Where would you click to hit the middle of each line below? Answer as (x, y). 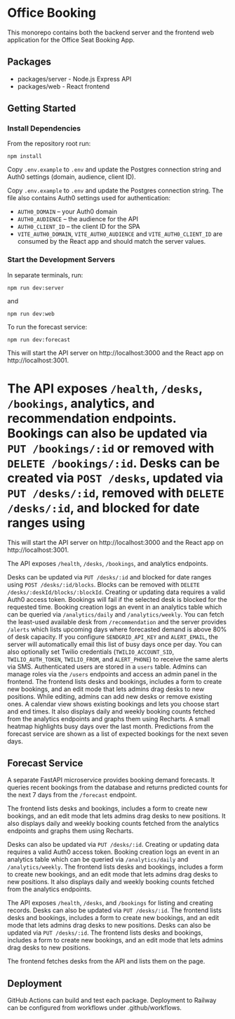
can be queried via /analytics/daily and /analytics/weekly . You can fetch (116, 614)
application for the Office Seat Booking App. (71, 39)
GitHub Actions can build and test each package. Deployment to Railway (112, 1000)
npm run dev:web (31, 314)
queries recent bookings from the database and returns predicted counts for (117, 787)
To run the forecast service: (47, 327)
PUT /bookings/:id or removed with (111, 448)
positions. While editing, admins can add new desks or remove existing (110, 696)
